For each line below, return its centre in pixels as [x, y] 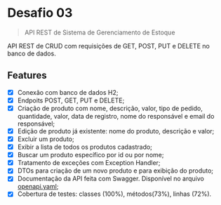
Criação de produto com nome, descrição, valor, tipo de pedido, [110, 108]
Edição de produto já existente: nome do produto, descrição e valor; [116, 131]
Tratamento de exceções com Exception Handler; [89, 163]
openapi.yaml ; [38, 187]
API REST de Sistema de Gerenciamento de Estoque [100, 32]
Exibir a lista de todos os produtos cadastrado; [85, 147]
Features [27, 75]
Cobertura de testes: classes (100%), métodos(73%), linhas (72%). [114, 194]
